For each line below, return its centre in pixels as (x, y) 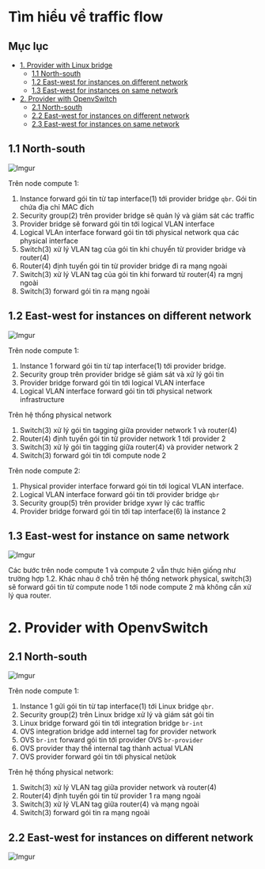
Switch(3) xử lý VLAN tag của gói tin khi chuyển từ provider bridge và (133, 249)
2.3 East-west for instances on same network (105, 124)
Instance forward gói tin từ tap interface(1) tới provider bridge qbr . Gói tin (138, 199)
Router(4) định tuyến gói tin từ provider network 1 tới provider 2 (123, 438)
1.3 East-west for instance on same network (119, 536)
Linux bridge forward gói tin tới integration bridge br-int (112, 723)
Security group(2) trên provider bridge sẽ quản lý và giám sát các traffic (137, 215)
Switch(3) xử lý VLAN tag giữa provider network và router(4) (118, 787)
